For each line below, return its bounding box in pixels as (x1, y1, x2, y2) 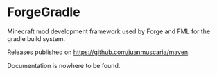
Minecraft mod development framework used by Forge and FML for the (7, 27, 211, 35)
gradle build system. (7, 34, 66, 42)
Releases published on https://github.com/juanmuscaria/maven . (7, 48, 190, 56)
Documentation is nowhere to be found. (7, 61, 121, 69)
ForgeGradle (7, 4, 81, 20)
